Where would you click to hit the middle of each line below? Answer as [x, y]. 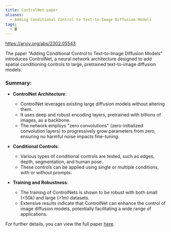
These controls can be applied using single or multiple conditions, [90, 167]
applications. [34, 214]
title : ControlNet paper [32, 10]
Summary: [19, 83]
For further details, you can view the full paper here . [60, 224]
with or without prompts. [46, 173]
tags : [11, 24]
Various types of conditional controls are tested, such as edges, [87, 156]
